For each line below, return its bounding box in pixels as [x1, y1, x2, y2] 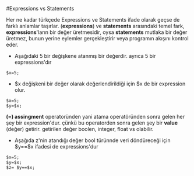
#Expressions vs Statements [6, 5, 75, 12]
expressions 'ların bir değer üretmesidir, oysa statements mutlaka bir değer [6, 29, 188, 36]
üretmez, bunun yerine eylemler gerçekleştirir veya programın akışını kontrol [6, 35, 189, 42]
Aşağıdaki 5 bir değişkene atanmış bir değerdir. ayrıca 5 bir [14, 53, 156, 59]
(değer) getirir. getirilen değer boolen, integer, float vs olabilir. [6, 126, 154, 132]
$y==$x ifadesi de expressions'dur [14, 143, 99, 150]
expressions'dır [14, 58, 52, 65]
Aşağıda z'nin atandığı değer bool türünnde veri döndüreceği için [14, 137, 171, 144]
